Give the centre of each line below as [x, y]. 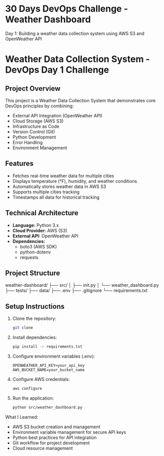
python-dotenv [35, 252]
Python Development [34, 137]
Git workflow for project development [51, 443]
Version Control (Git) [34, 132]
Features [19, 164]
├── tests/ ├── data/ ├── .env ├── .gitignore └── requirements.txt [76, 291]
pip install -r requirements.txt [47, 347]
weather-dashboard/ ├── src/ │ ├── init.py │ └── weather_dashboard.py [82, 285]
